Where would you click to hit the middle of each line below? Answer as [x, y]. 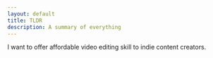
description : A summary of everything [64, 27]
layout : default [31, 14]
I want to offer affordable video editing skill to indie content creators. [107, 47]
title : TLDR [25, 21]
